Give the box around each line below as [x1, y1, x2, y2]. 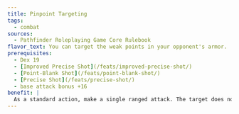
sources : [7, 30, 33, 38]
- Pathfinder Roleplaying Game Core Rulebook [14, 37, 152, 44]
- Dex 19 [14, 57, 40, 64]
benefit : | [7, 89, 40, 96]
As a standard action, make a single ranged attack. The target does [14, 96, 224, 103]
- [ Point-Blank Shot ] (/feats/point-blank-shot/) [14, 69, 161, 76]
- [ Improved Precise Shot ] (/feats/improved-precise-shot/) [14, 63, 193, 70]
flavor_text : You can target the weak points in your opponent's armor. [7, 43, 228, 50]
